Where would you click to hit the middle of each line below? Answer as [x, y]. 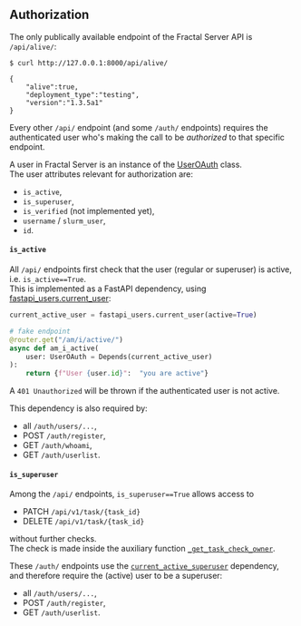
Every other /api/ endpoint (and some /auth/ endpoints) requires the [139, 127]
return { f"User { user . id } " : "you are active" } [117, 374]
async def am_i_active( [54, 348]
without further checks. [53, 539]
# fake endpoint [40, 331]
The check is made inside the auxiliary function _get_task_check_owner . [142, 549]
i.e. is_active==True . [48, 279]
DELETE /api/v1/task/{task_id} [83, 522]
